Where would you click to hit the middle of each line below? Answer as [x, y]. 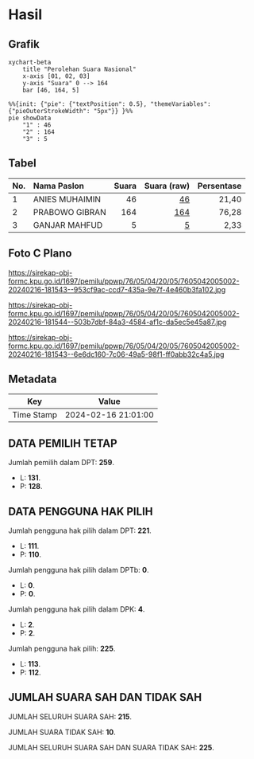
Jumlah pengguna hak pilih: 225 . [62, 649]
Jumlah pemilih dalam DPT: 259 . [62, 463]
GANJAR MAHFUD [68, 225]
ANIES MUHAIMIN [67, 199]
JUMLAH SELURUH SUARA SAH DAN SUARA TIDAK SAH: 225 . [111, 747]
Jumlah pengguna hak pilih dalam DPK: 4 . [77, 609]
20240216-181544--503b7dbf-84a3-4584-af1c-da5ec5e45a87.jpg [117, 322]
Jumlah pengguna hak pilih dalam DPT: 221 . [80, 530]
